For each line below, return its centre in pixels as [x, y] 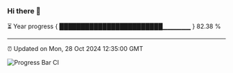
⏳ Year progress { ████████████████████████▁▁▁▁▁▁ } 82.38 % [114, 26]
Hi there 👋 [24, 11]
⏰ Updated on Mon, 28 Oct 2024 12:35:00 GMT [75, 49]
